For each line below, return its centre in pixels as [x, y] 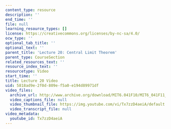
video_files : [19, 90]
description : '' [22, 15]
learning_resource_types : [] [36, 29]
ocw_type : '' [19, 39]
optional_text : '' [25, 48]
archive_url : [24, 95]
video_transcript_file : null [41, 109]
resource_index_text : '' [32, 67]
